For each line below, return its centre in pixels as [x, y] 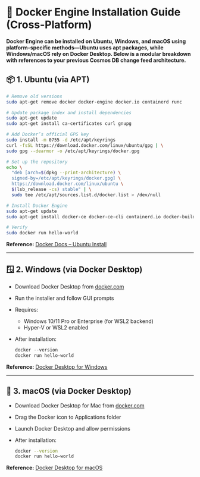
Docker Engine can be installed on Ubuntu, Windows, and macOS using [96, 41]
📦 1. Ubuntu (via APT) [48, 80]
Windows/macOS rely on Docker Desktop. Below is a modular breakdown [99, 54]
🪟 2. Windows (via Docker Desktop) [74, 269]
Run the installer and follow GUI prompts [64, 298]
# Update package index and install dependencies [69, 112]
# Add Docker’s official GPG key [48, 134]
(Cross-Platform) [49, 25]
